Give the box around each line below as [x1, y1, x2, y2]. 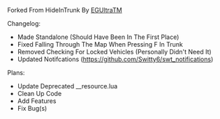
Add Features [17, 97, 57, 105]
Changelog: [7, 19, 41, 27]
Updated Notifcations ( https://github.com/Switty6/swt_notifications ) [17, 55, 214, 63]
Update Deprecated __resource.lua [17, 82, 118, 90]
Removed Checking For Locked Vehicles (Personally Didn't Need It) [17, 48, 212, 56]
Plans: [7, 69, 25, 77]
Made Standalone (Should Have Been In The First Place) [17, 33, 179, 41]
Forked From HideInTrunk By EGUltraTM [7, 6, 122, 14]
